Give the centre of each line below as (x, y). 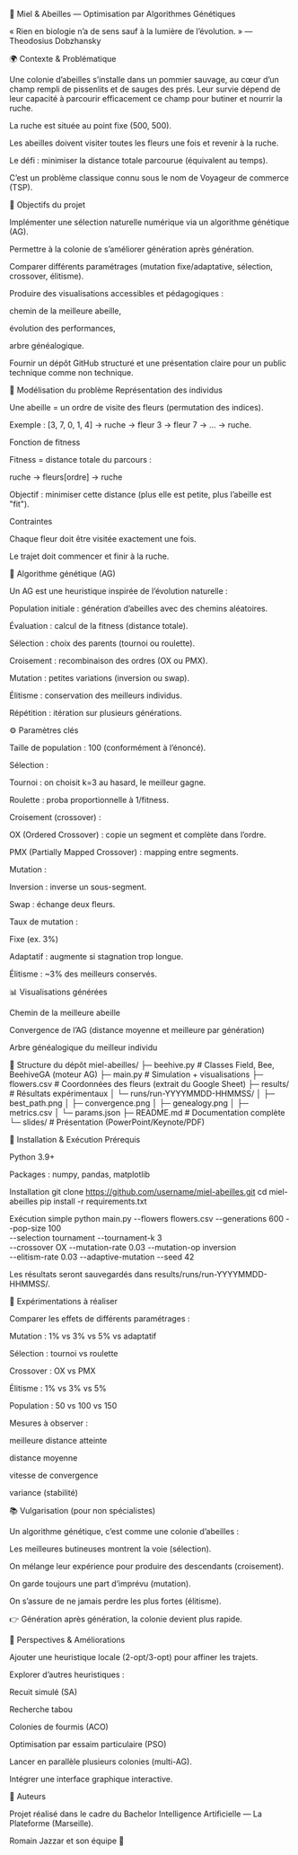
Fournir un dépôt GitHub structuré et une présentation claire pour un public (148, 363)
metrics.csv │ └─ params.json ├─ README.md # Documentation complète (147, 1113)
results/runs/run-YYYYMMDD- (210, 1274)
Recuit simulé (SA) (44, 1692)
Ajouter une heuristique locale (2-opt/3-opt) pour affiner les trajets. (134, 1657)
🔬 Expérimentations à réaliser (64, 1301)
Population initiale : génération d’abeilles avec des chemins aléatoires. (139, 608)
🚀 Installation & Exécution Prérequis (75, 1139)
